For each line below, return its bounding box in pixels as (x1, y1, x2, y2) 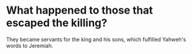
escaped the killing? (6, 16, 108, 30)
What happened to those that (6, 4, 153, 17)
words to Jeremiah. (6, 42, 53, 49)
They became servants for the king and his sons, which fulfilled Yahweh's (6, 36, 187, 43)
